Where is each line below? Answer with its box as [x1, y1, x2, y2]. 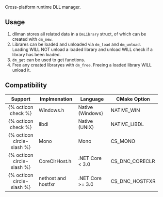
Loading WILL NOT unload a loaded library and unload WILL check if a [12, 46, 153, 52]
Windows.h [38, 107, 65, 114]
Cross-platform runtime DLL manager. [5, 4, 81, 10]
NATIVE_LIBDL [111, 121, 144, 128]
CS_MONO [111, 138, 136, 145]
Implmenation [39, 96, 73, 102]
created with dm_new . [12, 36, 53, 42]
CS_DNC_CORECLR [111, 158, 155, 164]
